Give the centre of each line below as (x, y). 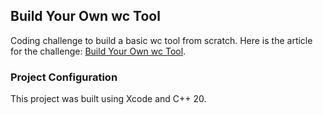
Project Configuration (64, 77)
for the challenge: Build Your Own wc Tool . (98, 51)
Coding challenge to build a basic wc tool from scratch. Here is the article (161, 40)
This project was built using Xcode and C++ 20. (108, 99)
